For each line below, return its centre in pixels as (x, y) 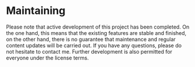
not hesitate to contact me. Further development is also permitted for (89, 51)
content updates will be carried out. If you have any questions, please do (94, 45)
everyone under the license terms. (47, 58)
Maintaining (36, 11)
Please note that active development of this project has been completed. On (98, 27)
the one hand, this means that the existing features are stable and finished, (96, 33)
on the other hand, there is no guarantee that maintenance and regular (91, 39)
